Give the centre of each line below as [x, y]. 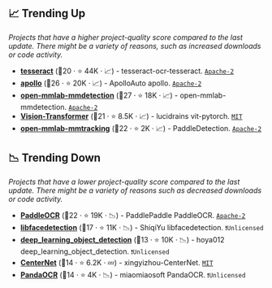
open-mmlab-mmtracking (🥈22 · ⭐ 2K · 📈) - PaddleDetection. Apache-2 [141, 128]
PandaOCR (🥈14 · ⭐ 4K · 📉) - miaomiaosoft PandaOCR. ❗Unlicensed [133, 274]
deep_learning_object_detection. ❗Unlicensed [95, 251]
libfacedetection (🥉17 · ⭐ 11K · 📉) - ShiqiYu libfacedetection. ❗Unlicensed [142, 227]
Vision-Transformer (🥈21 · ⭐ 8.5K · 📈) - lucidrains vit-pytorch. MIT [131, 116]
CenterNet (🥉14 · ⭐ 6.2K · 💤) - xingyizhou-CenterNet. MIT [117, 262]
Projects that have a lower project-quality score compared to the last [124, 181]
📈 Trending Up [47, 13]
